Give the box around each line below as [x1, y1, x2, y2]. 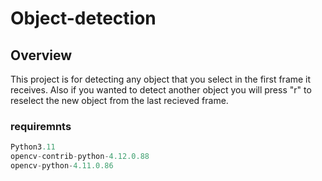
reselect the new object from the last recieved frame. [10, 95, 229, 106]
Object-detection [10, 7, 157, 30]
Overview [10, 47, 73, 64]
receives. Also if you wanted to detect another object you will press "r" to [10, 84, 312, 96]
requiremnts [10, 119, 72, 133]
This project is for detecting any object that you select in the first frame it [10, 73, 312, 85]
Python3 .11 [10, 142, 56, 152]
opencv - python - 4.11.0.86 [10, 161, 114, 171]
